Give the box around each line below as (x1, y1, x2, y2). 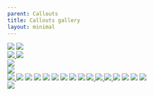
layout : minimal (7, 23, 55, 30)
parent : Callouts (7, 10, 59, 18)
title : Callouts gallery (7, 17, 81, 24)
